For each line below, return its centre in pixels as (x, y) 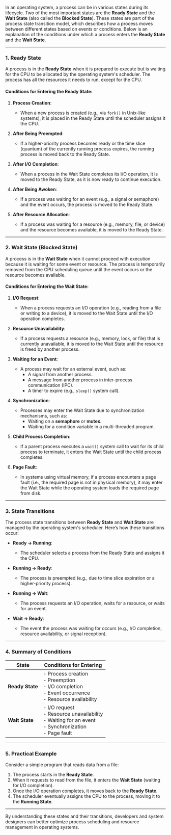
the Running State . (33, 801)
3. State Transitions (30, 511)
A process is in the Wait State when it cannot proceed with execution (78, 258)
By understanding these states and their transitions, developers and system (84, 816)
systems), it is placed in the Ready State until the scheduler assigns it (93, 118)
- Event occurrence (67, 693)
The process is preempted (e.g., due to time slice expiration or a (88, 578)
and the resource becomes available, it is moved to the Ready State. (92, 229)
